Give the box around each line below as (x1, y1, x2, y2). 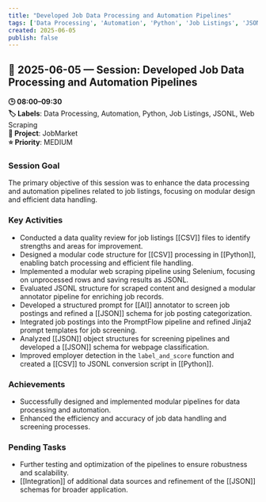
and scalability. (19, 468, 69, 477)
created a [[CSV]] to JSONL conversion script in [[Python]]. (19, 359, 214, 368)
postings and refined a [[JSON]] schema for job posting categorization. (19, 308, 253, 318)
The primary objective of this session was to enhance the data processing (8, 178, 250, 188)
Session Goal (8, 160, 60, 171)
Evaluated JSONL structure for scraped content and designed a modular (19, 283, 256, 293)
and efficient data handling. (8, 195, 97, 204)
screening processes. (19, 421, 91, 432)
